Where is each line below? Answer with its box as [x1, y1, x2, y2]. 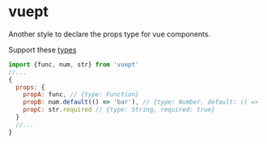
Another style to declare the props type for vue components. [8, 29, 211, 39]
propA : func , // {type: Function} [23, 91, 139, 99]
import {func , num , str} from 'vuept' [8, 60, 139, 69]
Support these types [8, 44, 77, 54]
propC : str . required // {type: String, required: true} [23, 106, 216, 114]
